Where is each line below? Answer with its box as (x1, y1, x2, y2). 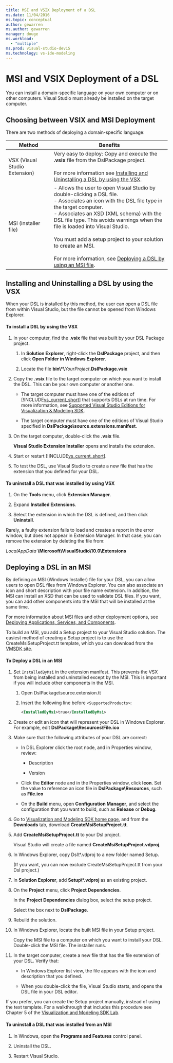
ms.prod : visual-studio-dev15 (6, 46, 71, 51)
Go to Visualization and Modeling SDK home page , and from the (13, 816, 149, 823)
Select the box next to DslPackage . (13, 907, 89, 913)
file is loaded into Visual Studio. (53, 223, 129, 230)
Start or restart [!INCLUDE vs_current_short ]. (13, 453, 107, 459)
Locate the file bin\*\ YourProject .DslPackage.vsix (21, 366, 128, 372)
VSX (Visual (8, 156, 37, 164)
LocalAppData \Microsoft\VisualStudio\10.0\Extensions (6, 548, 126, 554)
